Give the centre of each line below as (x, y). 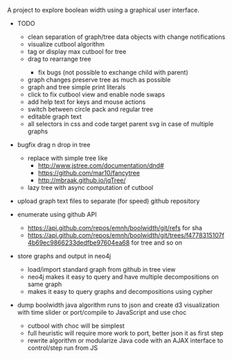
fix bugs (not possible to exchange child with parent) (113, 72)
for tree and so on (157, 243)
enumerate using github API (57, 214)
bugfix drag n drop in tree (54, 145)
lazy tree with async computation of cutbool (90, 187)
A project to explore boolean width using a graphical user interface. (103, 10)
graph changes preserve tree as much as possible (99, 80)
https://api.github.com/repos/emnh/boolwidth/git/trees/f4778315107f (126, 235)
